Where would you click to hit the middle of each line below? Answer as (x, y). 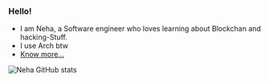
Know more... (42, 55)
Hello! (20, 11)
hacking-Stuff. (44, 37)
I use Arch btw (44, 46)
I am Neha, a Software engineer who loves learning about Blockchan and (140, 29)
